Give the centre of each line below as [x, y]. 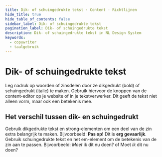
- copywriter [23, 42]
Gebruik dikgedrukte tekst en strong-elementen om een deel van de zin [79, 129]
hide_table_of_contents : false [38, 19]
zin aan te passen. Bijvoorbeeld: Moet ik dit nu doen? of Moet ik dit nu [77, 145]
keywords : [15, 38]
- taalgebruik [24, 47]
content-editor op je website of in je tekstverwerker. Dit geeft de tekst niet [81, 96]
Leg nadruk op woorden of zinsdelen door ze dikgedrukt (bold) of [73, 85]
